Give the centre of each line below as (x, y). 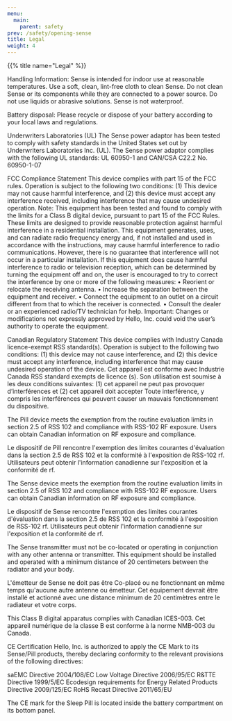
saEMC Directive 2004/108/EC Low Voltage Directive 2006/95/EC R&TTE (112, 675)
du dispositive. (28, 406)
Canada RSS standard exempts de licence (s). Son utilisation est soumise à (114, 376)
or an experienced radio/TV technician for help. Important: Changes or (108, 311)
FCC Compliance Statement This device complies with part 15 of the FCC (112, 179)
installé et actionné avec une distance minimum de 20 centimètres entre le (114, 597)
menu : (15, 14)
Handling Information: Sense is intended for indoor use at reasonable (106, 79)
